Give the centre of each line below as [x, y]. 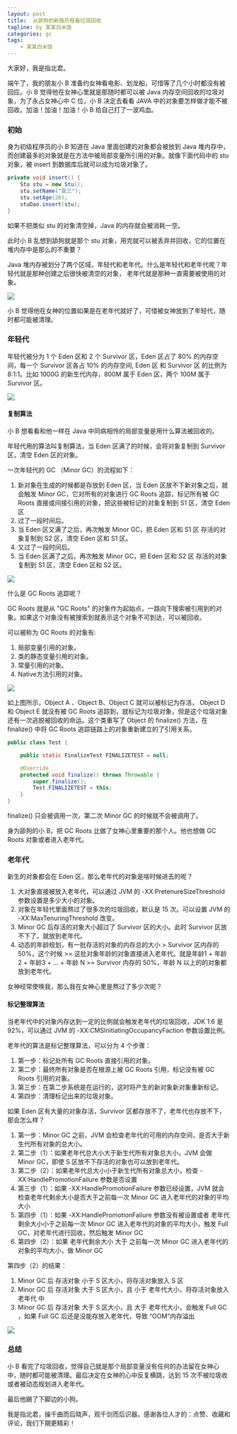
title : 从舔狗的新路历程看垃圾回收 [54, 21]
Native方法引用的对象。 [52, 674]
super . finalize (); [60, 782]
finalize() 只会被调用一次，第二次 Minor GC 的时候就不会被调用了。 [105, 816]
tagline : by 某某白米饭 [40, 27]
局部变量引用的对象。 [48, 647]
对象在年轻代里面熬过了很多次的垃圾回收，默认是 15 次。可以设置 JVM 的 [124, 909]
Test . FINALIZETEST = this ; [73, 788]
